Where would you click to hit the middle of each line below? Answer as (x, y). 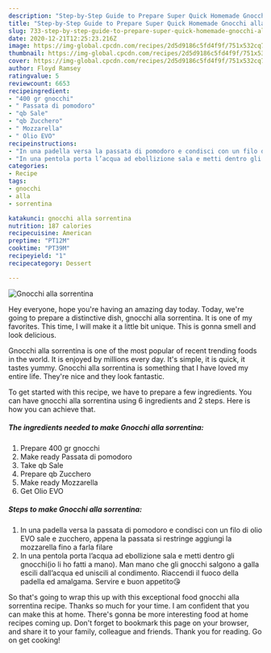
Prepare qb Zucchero (55, 474)
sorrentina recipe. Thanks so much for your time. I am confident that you (129, 605)
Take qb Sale (42, 465)
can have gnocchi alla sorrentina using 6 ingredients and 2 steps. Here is (129, 400)
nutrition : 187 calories (50, 226)
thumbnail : (27, 53)
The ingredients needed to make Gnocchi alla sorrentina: (106, 428)
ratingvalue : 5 (34, 76)
